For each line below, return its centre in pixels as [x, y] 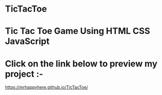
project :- [24, 74]
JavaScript [27, 41]
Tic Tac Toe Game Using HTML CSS [78, 31]
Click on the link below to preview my [81, 63]
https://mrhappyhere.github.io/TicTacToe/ [47, 87]
